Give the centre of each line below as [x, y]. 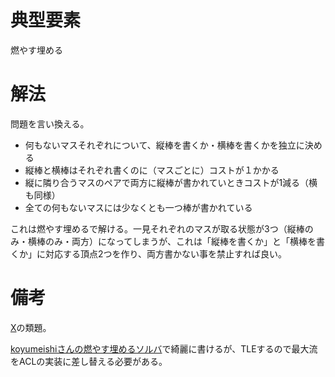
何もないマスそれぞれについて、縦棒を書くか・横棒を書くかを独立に [164, 145]
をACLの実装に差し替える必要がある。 [89, 361]
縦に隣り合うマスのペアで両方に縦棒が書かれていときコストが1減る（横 [171, 182]
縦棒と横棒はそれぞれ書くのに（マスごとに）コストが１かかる [152, 170]
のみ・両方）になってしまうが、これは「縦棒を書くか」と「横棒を [180, 241]
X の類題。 [31, 327]
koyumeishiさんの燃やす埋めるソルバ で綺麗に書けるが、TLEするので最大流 [164, 348]
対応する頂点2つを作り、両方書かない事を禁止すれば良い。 [165, 253]
